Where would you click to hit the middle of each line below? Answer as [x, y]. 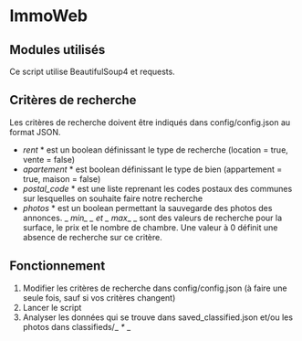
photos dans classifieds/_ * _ [77, 326]
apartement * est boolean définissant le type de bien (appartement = [152, 169]
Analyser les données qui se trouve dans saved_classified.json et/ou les [158, 317]
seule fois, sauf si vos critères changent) [99, 297]
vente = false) [49, 159]
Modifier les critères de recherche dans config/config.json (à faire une [155, 288]
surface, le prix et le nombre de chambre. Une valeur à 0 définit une [150, 227]
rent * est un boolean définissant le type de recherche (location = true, [156, 149]
